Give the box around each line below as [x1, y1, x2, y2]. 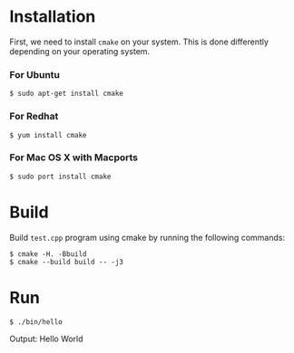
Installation [9, 6, 96, 27]
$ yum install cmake [9, 130, 88, 139]
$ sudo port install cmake [9, 172, 112, 181]
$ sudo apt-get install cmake [9, 89, 124, 99]
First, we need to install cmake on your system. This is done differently [9, 36, 269, 47]
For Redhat [9, 110, 59, 123]
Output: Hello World [9, 333, 83, 344]
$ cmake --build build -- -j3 [9, 257, 124, 266]
